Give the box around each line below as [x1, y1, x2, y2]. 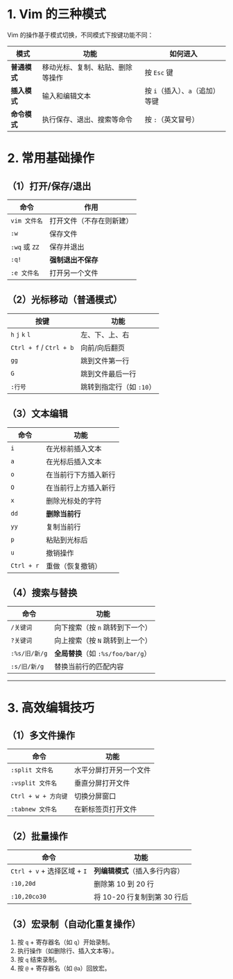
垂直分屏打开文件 [74, 779, 130, 788]
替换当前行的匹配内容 [54, 662, 124, 671]
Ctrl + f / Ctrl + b [10, 342, 74, 352]
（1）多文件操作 [7, 729, 76, 741]
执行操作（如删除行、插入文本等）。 [17, 947, 118, 955]
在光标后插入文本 [46, 456, 102, 466]
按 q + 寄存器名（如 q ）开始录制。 [17, 938, 114, 946]
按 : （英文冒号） [144, 114, 199, 124]
